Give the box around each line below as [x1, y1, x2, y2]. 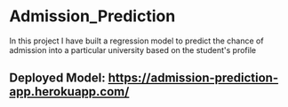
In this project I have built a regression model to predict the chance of [9, 35, 264, 46]
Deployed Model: [9, 71, 106, 86]
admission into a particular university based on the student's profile [9, 44, 256, 55]
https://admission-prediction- [108, 71, 279, 86]
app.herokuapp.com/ [9, 84, 130, 99]
